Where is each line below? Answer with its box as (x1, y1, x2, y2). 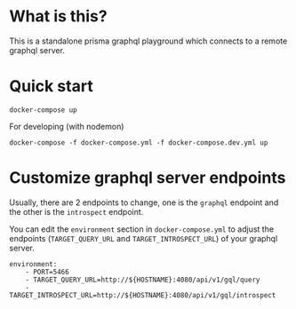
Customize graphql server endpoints (9, 168, 286, 188)
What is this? (9, 6, 108, 27)
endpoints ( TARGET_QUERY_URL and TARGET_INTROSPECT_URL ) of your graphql (9, 233, 278, 243)
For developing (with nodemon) (9, 121, 124, 131)
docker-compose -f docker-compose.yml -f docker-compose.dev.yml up (9, 138, 268, 147)
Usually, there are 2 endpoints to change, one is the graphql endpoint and (9, 197, 279, 208)
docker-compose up (9, 105, 77, 115)
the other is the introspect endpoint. (9, 206, 144, 217)
